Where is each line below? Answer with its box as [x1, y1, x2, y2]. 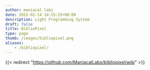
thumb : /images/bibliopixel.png [5, 36, 74, 41]
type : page [5, 31, 28, 36]
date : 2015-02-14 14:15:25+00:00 [5, 12, 76, 17]
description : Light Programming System [5, 17, 90, 22]
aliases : [5, 41, 24, 46]
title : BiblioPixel [5, 26, 47, 31]
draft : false [5, 21, 33, 27]
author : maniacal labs [5, 7, 53, 13]
